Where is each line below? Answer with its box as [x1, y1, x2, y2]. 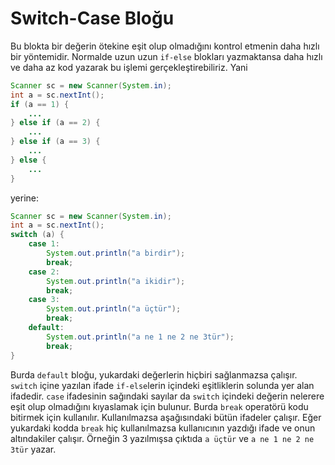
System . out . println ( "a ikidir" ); [46, 276, 186, 286]
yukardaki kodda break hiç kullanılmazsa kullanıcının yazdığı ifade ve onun [10, 422, 316, 434]
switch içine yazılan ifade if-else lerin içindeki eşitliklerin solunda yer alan [10, 379, 315, 391]
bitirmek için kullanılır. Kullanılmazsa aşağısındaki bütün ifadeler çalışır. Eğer [10, 411, 322, 423]
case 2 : [28, 267, 60, 277]
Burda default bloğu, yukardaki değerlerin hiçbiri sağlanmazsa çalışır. [10, 368, 298, 381]
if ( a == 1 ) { [10, 99, 70, 109]
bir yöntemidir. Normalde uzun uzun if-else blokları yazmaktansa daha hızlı [10, 50, 323, 62]
